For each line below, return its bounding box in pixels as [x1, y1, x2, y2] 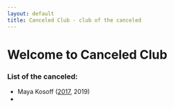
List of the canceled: [7, 71, 78, 81]
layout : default [7, 10, 54, 17]
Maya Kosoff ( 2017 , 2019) [17, 87, 90, 95]
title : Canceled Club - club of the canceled [7, 17, 141, 24]
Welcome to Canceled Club [7, 47, 168, 63]
